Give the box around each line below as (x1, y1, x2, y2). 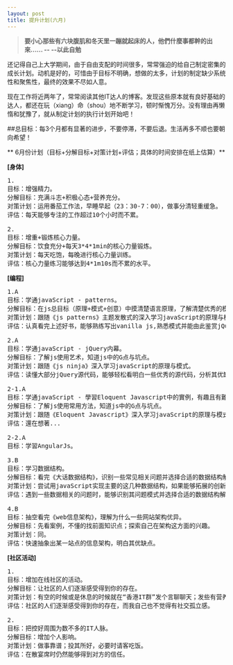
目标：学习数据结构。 (7, 464, 68, 473)
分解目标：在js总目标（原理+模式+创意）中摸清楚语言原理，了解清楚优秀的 (7, 304, 223, 313)
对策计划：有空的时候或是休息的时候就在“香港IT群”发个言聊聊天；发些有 (7, 593, 216, 601)
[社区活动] (7, 553, 37, 561)
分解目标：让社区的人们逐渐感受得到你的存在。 (7, 584, 141, 592)
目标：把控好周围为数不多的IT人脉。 (7, 624, 112, 632)
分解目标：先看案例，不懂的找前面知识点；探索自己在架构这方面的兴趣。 (7, 522, 214, 529)
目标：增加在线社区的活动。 (7, 575, 87, 584)
